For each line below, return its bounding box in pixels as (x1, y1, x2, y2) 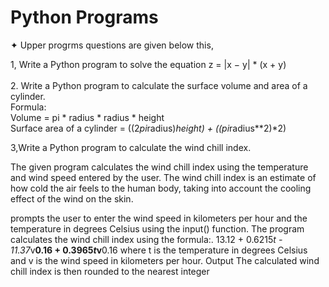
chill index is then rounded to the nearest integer (10, 265, 210, 277)
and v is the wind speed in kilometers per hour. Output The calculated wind (10, 254, 320, 266)
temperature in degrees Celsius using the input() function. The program (10, 222, 305, 235)
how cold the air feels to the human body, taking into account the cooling (10, 182, 312, 194)
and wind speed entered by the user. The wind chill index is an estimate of (10, 171, 317, 183)
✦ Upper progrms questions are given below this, (10, 39, 214, 51)
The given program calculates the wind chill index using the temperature (10, 161, 309, 173)
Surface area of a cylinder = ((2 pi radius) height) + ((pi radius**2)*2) (10, 122, 287, 134)
